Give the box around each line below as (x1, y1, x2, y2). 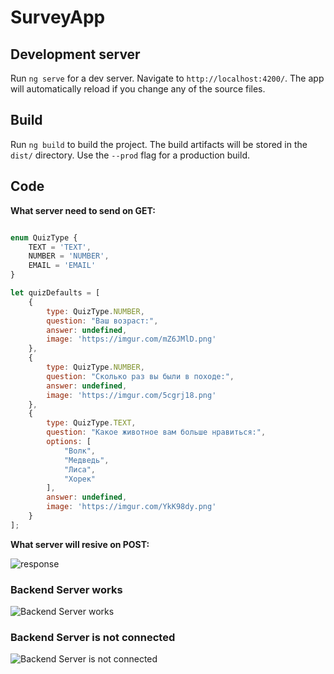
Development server (10, 46, 141, 63)
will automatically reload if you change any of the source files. (10, 83, 266, 95)
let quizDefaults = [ (10, 288, 101, 298)
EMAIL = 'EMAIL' (28, 261, 97, 271)
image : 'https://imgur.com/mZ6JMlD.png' (46, 334, 217, 345)
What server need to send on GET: (10, 204, 156, 216)
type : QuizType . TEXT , (46, 418, 137, 428)
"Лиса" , (63, 464, 97, 475)
